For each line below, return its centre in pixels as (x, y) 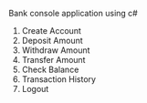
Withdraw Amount (56, 50)
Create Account (51, 31)
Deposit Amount (52, 41)
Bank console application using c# (73, 13)
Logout (35, 89)
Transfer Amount (53, 60)
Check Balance (50, 69)
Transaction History (59, 79)
